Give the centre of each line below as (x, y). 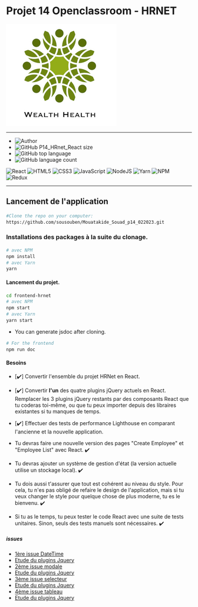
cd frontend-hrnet (29, 296)
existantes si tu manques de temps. (58, 411)
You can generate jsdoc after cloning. (60, 331)
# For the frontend (30, 343)
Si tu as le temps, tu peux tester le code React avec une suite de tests (99, 516)
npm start (18, 308)
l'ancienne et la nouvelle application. (59, 432)
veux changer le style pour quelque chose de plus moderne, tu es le (98, 496)
